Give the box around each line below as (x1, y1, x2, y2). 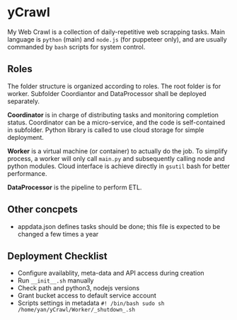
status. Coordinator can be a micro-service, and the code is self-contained (7, 118, 226, 126)
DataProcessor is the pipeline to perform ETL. (7, 183, 142, 191)
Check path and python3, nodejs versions (17, 284, 140, 292)
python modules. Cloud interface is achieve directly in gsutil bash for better (7, 162, 230, 170)
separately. (7, 97, 40, 105)
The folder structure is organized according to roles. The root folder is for (7, 82, 221, 90)
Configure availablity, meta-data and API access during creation (17, 269, 204, 278)
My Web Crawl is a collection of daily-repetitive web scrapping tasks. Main (7, 28, 225, 36)
